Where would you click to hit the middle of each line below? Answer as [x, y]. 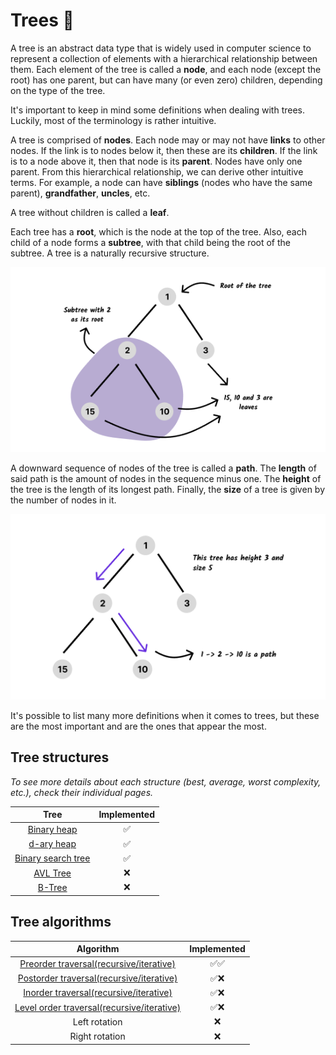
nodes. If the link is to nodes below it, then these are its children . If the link [164, 150]
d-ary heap [52, 844]
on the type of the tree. [58, 90]
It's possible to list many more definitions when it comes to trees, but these [165, 715]
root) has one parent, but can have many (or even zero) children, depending [166, 80]
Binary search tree [52, 858]
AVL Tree [52, 873]
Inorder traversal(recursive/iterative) [98, 993]
